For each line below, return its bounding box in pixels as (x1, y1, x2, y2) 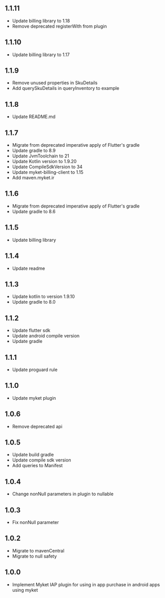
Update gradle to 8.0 (12, 299, 56, 305)
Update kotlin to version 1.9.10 (12, 293, 75, 300)
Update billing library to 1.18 (12, 17, 70, 24)
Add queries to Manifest (12, 463, 63, 469)
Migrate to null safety (12, 553, 57, 559)
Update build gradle (12, 452, 54, 458)
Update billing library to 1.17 (12, 51, 70, 58)
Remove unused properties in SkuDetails (12, 80, 98, 86)
